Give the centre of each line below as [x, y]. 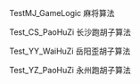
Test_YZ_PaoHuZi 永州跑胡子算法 [70, 70]
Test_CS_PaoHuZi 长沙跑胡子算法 [70, 32]
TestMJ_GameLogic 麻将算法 [62, 13]
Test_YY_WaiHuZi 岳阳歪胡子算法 [70, 51]
